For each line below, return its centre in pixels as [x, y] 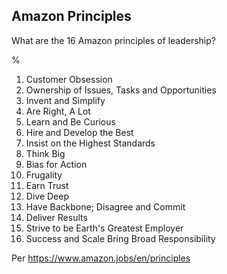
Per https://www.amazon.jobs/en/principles [101, 258]
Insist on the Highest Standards [90, 143]
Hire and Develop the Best [79, 132]
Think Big [45, 153]
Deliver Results [56, 217]
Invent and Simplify [65, 100]
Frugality [44, 175]
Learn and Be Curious [70, 121]
